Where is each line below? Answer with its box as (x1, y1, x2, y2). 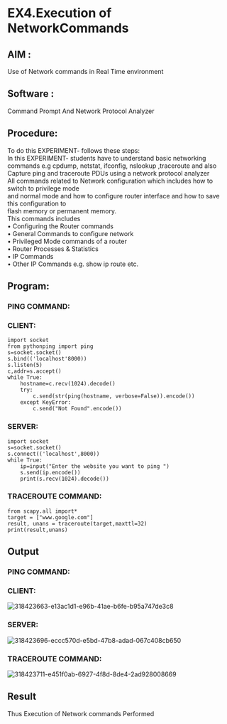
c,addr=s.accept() (7, 368, 62, 375)
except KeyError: (20, 399, 72, 406)
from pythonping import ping (7, 343, 94, 350)
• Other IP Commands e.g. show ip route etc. (7, 260, 139, 268)
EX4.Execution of (7, 5, 112, 21)
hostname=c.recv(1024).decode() (20, 380, 116, 388)
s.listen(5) (7, 361, 43, 369)
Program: (7, 280, 50, 292)
